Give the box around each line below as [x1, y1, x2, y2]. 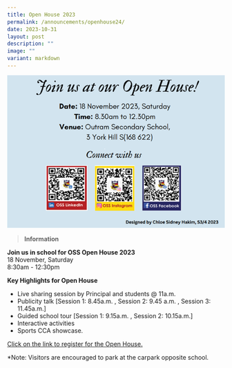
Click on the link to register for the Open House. [7, 340, 143, 348]
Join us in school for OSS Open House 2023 [7, 248, 136, 256]
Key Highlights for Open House [7, 276, 98, 284]
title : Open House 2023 [7, 11, 76, 18]
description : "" [7, 40, 54, 48]
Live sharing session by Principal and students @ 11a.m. [17, 289, 176, 297]
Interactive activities [17, 319, 75, 327]
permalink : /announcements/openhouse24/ [7, 18, 126, 26]
